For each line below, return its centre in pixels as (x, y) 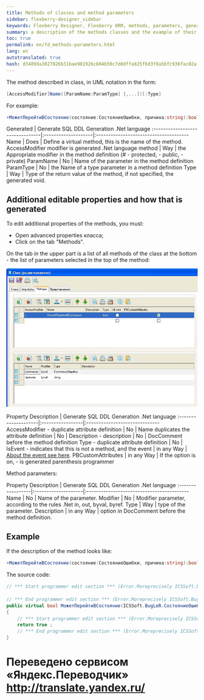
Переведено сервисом (67, 662)
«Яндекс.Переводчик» (68, 675)
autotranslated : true (34, 58)
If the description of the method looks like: (59, 551)
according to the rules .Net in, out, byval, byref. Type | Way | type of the (96, 505)
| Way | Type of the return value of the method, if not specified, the (90, 174)
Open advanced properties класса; (59, 235)
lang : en (17, 52)
